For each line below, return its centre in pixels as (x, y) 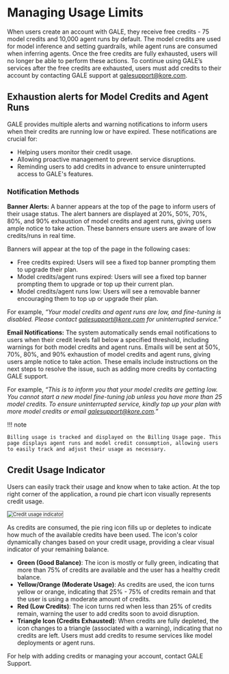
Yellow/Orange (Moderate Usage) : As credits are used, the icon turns (116, 584)
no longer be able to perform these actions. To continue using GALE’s (105, 60)
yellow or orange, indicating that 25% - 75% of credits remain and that (116, 592)
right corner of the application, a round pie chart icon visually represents (109, 494)
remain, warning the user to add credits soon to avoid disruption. (108, 613)
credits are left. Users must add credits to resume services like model (115, 635)
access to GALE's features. (55, 173)
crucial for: (22, 139)
